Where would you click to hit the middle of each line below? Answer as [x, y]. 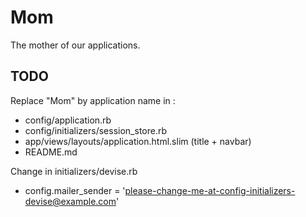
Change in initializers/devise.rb [74, 171]
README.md [51, 152]
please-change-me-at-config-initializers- [210, 190]
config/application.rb [68, 120]
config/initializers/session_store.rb [96, 130]
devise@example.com [70, 201]
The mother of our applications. [75, 45]
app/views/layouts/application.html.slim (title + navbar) [138, 141]
